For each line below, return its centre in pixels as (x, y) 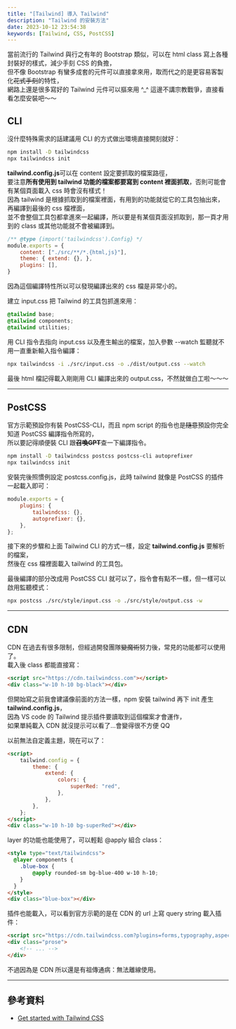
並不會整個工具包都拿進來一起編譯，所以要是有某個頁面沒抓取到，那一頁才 (115, 217)
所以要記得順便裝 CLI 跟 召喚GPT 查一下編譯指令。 (77, 443)
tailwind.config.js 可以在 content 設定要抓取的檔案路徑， (89, 172)
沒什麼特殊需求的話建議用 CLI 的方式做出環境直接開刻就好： (94, 139)
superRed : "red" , (95, 787)
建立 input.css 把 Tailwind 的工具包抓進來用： (73, 301)
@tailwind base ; (31, 315)
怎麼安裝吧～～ (35, 99)
